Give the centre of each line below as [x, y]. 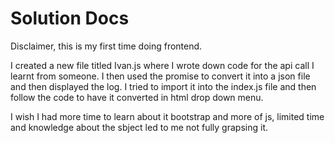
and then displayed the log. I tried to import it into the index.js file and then [163, 86]
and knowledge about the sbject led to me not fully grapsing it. [139, 127]
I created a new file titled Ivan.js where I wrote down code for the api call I [162, 65]
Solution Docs [70, 18]
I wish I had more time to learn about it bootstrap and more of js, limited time [167, 116]
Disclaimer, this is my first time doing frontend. [106, 46]
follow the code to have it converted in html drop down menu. [137, 97]
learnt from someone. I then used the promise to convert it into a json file [160, 76]
